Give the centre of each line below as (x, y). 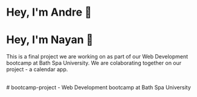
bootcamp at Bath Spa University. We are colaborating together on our (94, 63)
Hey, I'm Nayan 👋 (50, 40)
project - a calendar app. (37, 69)
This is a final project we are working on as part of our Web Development (97, 57)
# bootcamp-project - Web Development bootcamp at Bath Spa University (99, 87)
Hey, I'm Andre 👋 (49, 12)
